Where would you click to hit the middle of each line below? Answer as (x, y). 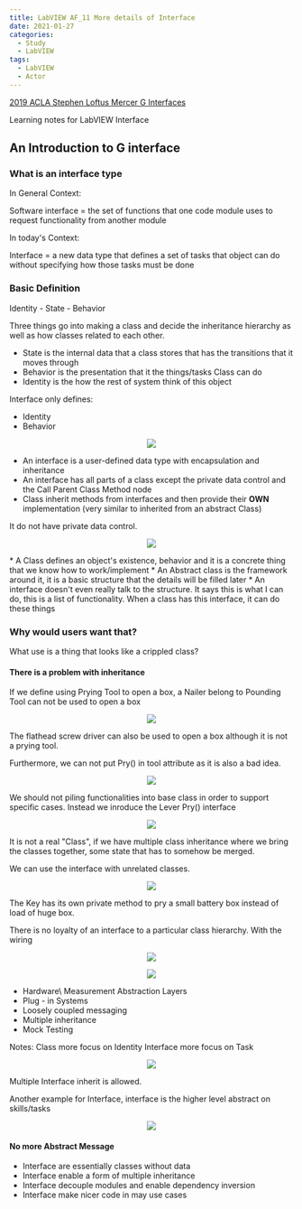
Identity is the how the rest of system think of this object (127, 381)
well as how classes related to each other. (87, 335)
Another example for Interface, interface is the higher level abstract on (140, 1099)
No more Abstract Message (62, 1146)
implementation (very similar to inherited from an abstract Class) (142, 508)
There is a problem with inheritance (78, 672)
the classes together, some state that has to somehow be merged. (132, 851)
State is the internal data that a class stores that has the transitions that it (157, 352)
